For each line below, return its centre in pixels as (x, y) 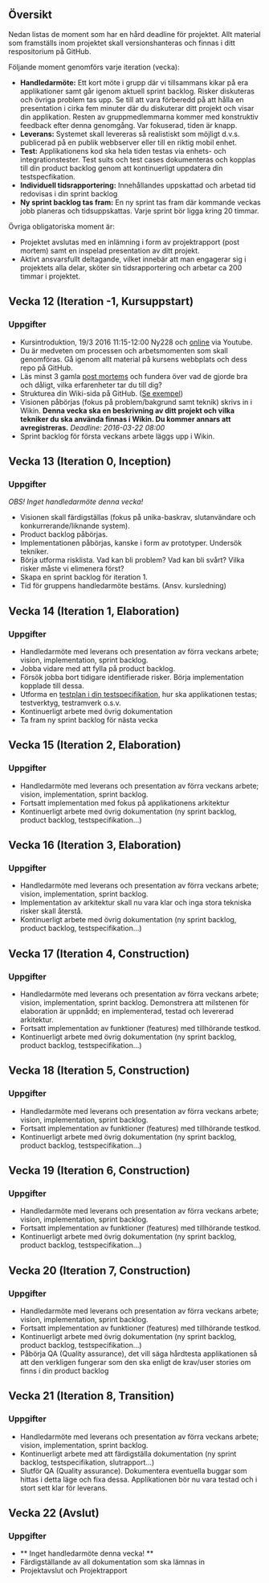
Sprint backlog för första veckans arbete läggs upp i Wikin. (117, 436)
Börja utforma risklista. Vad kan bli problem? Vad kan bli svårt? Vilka (132, 560)
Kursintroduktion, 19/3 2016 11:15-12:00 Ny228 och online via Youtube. (136, 342)
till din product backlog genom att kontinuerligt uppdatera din (121, 168)
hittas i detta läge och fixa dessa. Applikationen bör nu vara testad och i (139, 1479)
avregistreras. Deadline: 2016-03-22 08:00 (92, 427)
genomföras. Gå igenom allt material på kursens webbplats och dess (133, 359)
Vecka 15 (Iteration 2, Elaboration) (95, 745)
